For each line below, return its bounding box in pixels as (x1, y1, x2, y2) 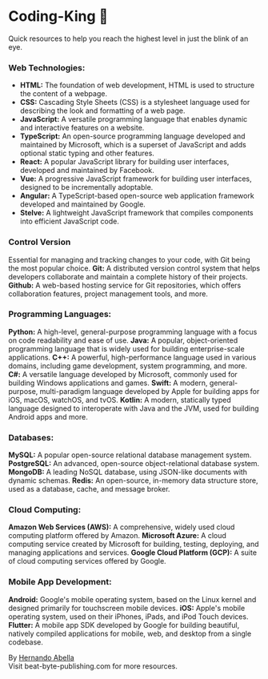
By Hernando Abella (8, 653, 74, 662)
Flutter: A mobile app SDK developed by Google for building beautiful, (8, 620, 240, 629)
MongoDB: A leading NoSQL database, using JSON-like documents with (8, 468, 248, 477)
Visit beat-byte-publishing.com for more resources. (8, 661, 178, 671)
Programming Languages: (8, 308, 112, 319)
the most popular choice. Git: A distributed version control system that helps (8, 263, 261, 273)
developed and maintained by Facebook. (19, 166, 154, 175)
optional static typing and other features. (19, 148, 154, 159)
